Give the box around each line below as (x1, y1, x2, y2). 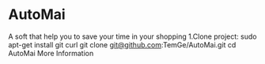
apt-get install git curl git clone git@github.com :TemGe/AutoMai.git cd (8, 40, 237, 49)
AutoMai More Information (8, 48, 94, 58)
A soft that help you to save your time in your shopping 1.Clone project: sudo (8, 32, 257, 41)
